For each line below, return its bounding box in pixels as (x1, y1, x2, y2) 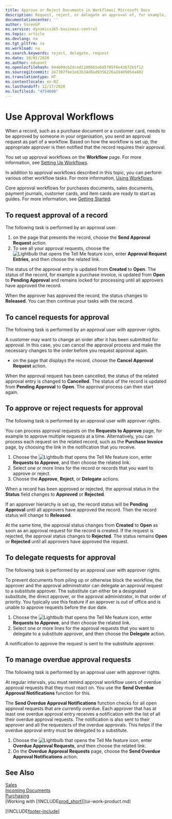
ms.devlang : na (5, 36, 38, 42)
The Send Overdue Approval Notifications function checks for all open (5, 700, 157, 706)
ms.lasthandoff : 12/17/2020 (5, 84, 66, 89)
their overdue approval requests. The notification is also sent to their (5, 716, 150, 722)
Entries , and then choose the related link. (12, 256, 101, 263)
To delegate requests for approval (5, 553, 116, 562)
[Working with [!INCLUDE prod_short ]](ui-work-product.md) (5, 798, 131, 805)
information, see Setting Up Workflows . (5, 160, 89, 166)
